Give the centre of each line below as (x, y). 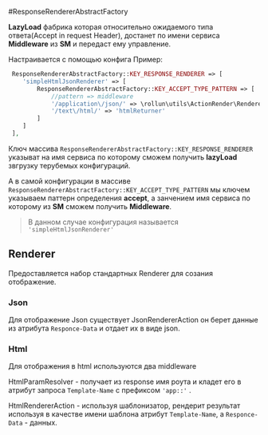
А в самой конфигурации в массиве (70, 181)
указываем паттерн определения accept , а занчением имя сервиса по (130, 198)
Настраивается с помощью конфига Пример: (86, 59)
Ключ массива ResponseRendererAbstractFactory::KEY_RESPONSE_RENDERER (131, 148)
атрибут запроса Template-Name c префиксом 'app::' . (100, 390)
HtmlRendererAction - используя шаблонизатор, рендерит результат (124, 405)
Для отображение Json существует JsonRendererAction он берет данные (133, 319)
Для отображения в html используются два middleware (102, 366)
